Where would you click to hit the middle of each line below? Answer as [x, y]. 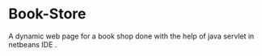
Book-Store [47, 14]
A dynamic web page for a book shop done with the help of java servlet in [131, 36]
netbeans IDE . [33, 44]
